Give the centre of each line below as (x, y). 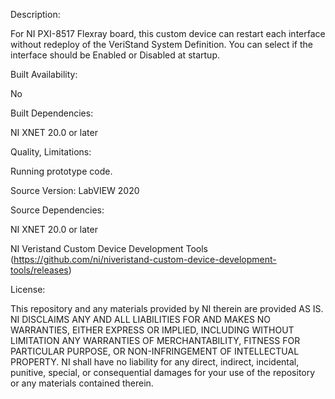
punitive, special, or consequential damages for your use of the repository (163, 372)
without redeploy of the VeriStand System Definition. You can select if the (161, 44)
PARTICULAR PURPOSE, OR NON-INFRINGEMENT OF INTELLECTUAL (155, 351)
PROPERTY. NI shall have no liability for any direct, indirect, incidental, (155, 362)
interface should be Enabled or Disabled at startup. (115, 55)
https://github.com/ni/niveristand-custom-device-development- (145, 259)
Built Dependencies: (52, 113)
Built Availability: (44, 74)
